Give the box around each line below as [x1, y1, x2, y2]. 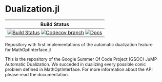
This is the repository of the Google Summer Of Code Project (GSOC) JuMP [5, 56, 157, 62]
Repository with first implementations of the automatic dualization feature [5, 41, 153, 47]
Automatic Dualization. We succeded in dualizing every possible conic [5, 61, 146, 67]
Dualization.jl [5, 3, 60, 15]
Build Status [40, 21, 69, 28]
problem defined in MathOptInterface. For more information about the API [5, 66, 153, 72]
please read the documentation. [5, 71, 69, 77]
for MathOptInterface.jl [5, 47, 51, 52]
